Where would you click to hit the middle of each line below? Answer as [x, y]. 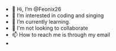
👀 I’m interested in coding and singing [58, 15]
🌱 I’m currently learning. [41, 22]
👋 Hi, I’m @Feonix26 [36, 9]
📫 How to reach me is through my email [61, 35]
